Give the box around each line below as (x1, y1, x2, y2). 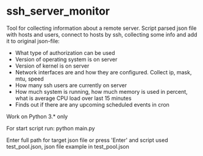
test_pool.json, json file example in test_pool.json (6, 143, 130, 150)
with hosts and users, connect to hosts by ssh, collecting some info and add (6, 30, 198, 38)
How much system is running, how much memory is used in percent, (15, 88, 188, 95)
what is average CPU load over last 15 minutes (15, 94, 132, 102)
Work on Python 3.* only (6, 113, 68, 120)
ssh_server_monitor (6, 4, 110, 18)
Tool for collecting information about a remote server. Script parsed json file (6, 24, 197, 32)
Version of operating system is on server (15, 55, 118, 63)
